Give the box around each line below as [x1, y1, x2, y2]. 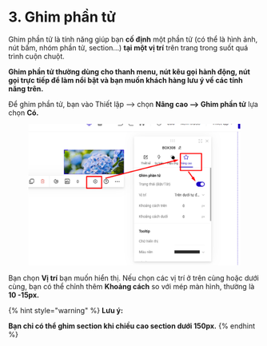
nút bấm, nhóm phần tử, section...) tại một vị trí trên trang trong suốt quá [8, 42, 249, 52]
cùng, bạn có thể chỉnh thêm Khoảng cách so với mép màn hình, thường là [8, 281, 255, 291]
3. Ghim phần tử [8, 8, 116, 26]
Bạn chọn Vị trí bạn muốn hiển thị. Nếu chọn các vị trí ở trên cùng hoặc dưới [8, 272, 260, 283]
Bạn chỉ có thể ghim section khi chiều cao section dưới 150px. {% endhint [8, 320, 256, 331]
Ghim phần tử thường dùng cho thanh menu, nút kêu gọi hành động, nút [8, 66, 250, 76]
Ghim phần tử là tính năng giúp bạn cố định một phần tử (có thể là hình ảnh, [8, 34, 258, 44]
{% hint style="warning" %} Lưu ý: [8, 305, 124, 315]
